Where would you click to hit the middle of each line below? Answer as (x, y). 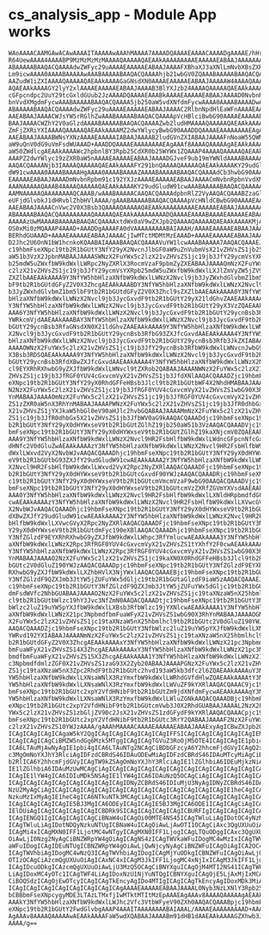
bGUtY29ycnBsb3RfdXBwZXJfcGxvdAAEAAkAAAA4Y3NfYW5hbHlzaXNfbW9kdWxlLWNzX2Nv (137, 362)
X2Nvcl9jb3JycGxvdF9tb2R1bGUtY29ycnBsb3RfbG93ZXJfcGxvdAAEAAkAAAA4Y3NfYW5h (137, 334)
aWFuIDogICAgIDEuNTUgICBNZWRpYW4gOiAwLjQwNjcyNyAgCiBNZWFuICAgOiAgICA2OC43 (137, 846)
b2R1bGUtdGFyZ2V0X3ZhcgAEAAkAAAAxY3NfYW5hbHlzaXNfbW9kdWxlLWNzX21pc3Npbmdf (137, 642)
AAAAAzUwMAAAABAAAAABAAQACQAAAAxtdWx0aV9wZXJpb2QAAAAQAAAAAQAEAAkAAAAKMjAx (137, 221)
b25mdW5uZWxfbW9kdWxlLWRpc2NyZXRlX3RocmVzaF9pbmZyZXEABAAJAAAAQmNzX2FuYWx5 (137, 263)
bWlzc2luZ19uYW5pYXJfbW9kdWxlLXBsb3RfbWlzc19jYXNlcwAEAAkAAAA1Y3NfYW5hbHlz (137, 607)
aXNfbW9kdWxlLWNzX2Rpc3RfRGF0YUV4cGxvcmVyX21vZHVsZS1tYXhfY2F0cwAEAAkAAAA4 (137, 544)
